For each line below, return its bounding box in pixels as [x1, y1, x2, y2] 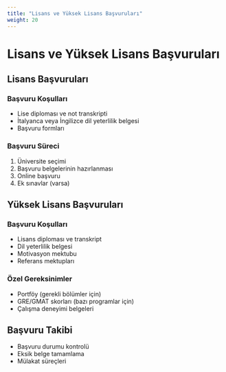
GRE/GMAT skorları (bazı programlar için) [16, 297, 135, 305]
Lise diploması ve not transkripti [16, 109, 108, 118]
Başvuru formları [16, 124, 65, 133]
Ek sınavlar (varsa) [16, 179, 70, 187]
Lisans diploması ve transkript [16, 235, 102, 243]
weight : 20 [7, 17, 38, 23]
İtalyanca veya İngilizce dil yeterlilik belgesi [16, 117, 139, 125]
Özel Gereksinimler [7, 274, 73, 284]
